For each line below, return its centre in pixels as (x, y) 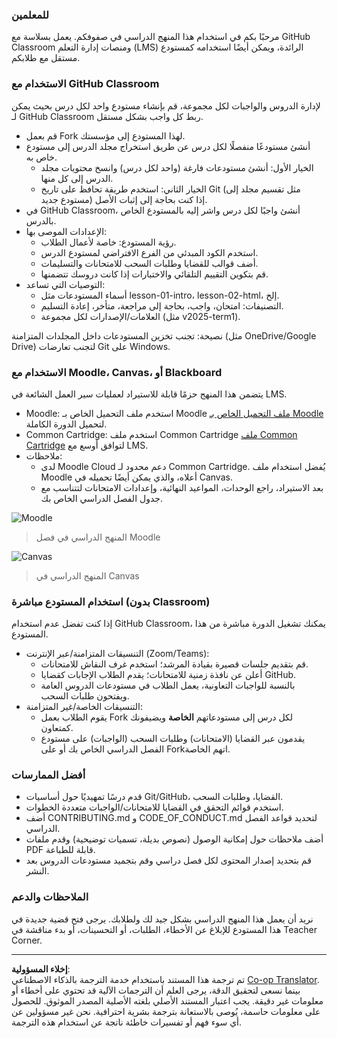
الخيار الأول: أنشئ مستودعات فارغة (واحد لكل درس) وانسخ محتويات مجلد (177, 167)
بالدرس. (41, 220)
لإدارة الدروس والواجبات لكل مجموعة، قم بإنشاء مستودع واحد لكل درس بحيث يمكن (166, 105)
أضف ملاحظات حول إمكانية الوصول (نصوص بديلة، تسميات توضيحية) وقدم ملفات (174, 839)
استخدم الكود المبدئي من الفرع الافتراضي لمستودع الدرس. (149, 252)
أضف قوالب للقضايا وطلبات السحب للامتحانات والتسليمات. (149, 263)
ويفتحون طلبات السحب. (85, 696)
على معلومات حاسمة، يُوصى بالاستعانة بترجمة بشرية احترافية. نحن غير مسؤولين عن (166, 1011)
